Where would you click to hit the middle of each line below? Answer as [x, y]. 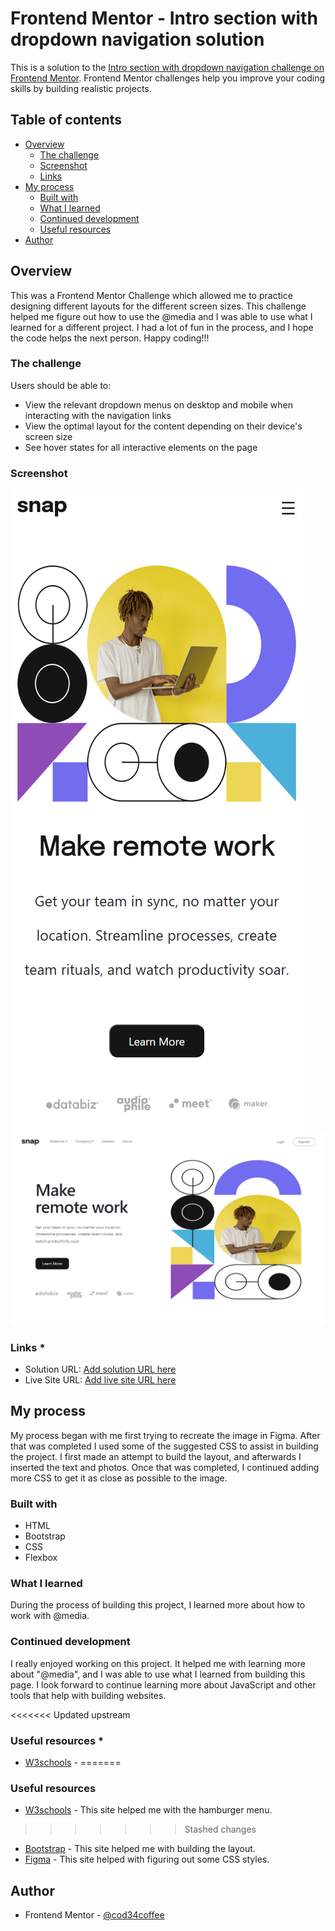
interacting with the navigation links [98, 415]
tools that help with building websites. [88, 1695]
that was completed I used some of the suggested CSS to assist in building [164, 1446]
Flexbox [41, 1558]
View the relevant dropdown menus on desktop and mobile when [158, 404]
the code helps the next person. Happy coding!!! [110, 338]
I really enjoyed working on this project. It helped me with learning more [158, 1663]
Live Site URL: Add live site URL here [100, 1380]
